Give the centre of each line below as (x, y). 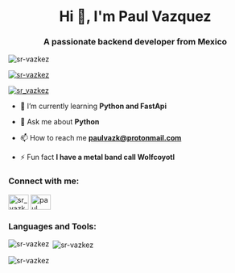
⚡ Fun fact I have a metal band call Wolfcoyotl (97, 157)
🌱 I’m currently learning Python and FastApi (93, 106)
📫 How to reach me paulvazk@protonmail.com (101, 138)
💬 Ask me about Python (60, 122)
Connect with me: (44, 181)
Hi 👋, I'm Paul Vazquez (135, 17)
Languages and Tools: (52, 226)
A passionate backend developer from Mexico (135, 42)
